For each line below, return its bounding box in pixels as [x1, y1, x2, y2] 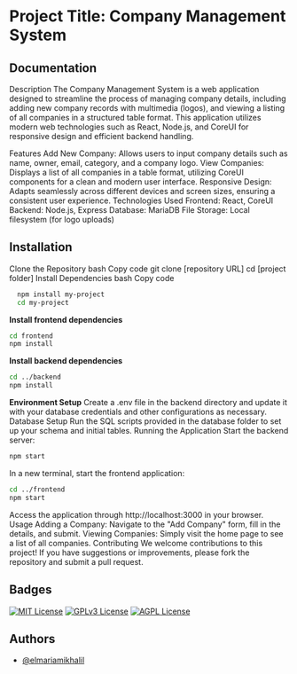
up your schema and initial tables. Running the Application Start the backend [9, 426, 289, 436]
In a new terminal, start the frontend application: [9, 467, 185, 478]
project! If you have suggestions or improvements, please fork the [9, 547, 250, 558]
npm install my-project [17, 290, 105, 299]
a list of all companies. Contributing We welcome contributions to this [9, 537, 263, 548]
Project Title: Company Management [9, 6, 286, 27]
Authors [9, 631, 56, 647]
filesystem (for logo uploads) [9, 215, 115, 224]
